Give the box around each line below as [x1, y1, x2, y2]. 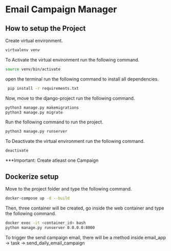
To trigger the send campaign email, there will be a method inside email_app [5, 234, 166, 240]
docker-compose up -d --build [5, 196, 70, 201]
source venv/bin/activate [5, 67, 60, 72]
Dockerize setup [5, 172, 59, 181]
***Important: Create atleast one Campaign [5, 157, 99, 163]
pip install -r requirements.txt [7, 86, 79, 91]
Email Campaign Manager [5, 4, 117, 15]
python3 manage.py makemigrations [5, 105, 79, 110]
